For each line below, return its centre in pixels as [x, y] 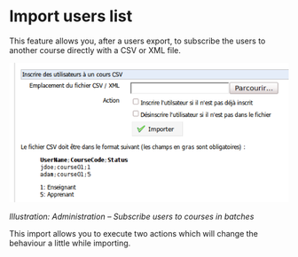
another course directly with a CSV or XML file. [95, 50]
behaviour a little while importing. [70, 243]
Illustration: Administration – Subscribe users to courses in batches [132, 217]
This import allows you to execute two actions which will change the [134, 234]
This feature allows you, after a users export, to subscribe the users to [137, 41]
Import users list [71, 16]
